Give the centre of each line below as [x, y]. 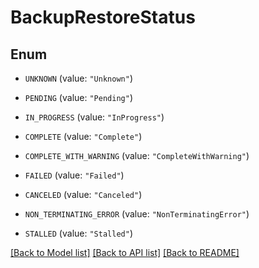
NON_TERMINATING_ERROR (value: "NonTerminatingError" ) [137, 214]
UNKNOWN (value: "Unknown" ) [78, 78]
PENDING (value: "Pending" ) [78, 97]
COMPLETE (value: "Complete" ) [83, 136]
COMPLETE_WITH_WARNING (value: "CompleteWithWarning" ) [137, 155]
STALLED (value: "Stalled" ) [78, 233]
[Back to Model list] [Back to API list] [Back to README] [125, 252]
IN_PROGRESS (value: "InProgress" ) [94, 117]
